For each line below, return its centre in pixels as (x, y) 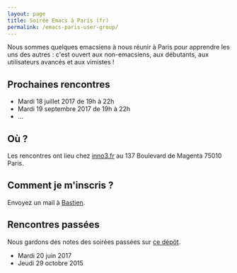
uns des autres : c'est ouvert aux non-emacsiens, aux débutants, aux (108, 54)
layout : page (27, 14)
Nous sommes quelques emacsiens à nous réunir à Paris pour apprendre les (118, 47)
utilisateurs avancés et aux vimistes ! (61, 62)
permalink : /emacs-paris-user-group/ (63, 27)
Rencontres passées (54, 225)
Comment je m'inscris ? (60, 186)
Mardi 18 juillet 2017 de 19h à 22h (66, 101)
